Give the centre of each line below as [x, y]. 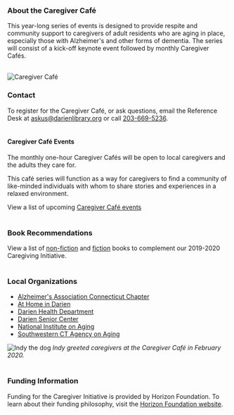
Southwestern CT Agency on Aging [69, 334]
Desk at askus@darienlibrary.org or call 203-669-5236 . [88, 118]
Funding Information [43, 381]
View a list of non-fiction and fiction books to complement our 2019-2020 [114, 248]
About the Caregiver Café [52, 11]
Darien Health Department [56, 311]
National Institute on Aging [56, 327]
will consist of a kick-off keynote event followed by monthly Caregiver [108, 49]
